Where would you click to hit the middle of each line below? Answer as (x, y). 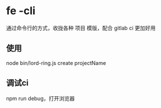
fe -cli (21, 11)
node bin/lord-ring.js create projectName (56, 63)
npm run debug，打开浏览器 (41, 98)
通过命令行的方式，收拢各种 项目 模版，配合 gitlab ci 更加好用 (81, 28)
